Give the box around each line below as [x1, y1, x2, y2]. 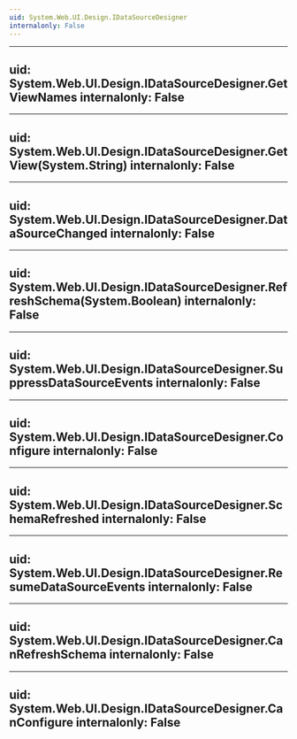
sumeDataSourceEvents [9, 579, 146, 594]
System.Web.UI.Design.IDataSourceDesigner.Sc [9, 497, 283, 512]
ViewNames [9, 89, 78, 104]
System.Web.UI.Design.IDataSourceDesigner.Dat [9, 212, 288, 227]
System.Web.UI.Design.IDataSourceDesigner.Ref [9, 280, 288, 295]
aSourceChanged [9, 226, 108, 241]
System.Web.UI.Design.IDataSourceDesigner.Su [9, 362, 284, 377]
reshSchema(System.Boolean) [9, 294, 182, 309]
